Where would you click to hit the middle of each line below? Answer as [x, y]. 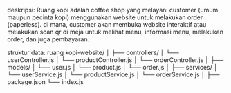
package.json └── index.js [46, 82]
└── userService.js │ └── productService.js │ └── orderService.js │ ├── [113, 74]
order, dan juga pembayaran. [48, 39]
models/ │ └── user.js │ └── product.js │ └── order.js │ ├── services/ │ [112, 67]
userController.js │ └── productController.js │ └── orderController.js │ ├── [115, 60]
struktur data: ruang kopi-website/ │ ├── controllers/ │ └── [93, 52]
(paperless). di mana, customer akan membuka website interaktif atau [107, 24]
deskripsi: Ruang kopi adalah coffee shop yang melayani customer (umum [113, 10]
